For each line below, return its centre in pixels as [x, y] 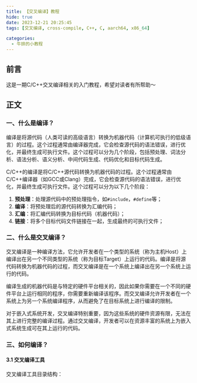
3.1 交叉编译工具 [26, 360]
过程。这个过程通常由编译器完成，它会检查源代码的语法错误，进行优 [103, 144]
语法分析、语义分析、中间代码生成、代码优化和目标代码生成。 [91, 159]
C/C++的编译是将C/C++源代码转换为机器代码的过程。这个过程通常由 [89, 172]
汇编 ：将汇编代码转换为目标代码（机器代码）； [70, 214]
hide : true [19, 17]
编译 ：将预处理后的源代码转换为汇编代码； [66, 206]
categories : [21, 39]
